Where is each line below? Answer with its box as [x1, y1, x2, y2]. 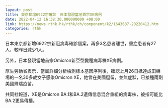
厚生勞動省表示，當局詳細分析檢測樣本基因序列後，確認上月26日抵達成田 [5, 68, 156, 74]
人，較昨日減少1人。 [5, 47, 47, 53]
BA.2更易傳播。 [5, 97, 38, 103]
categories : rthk [5, 26, 42, 31]
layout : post [5, 7, 33, 13]
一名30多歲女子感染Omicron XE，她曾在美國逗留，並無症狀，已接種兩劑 [14, 74, 163, 80]
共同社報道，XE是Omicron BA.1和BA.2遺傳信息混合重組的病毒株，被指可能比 [5, 91, 163, 97]
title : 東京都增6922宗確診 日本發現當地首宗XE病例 [5, 12, 102, 17]
